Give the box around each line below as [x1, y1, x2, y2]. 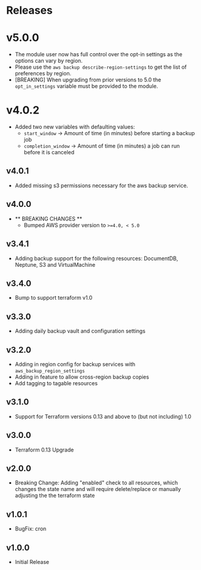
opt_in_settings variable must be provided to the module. [14, 83, 159, 90]
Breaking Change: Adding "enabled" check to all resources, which [14, 479, 178, 486]
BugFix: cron [14, 525, 47, 532]
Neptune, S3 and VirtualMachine [14, 261, 96, 268]
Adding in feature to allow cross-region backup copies [14, 373, 150, 380]
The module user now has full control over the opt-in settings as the [14, 51, 182, 58]
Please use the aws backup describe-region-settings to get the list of [14, 63, 187, 71]
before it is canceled [23, 149, 75, 156]
